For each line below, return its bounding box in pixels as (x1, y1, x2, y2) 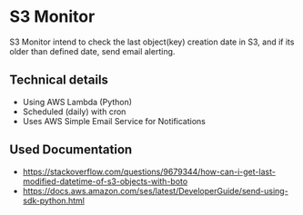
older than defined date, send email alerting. (9, 45, 176, 56)
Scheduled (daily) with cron (22, 106, 126, 117)
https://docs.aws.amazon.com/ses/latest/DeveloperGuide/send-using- (22, 185, 288, 196)
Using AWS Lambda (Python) (22, 96, 133, 107)
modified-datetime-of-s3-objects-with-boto (22, 175, 188, 187)
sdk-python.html (22, 195, 85, 206)
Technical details (9, 73, 109, 88)
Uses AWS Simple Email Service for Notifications (22, 115, 207, 126)
